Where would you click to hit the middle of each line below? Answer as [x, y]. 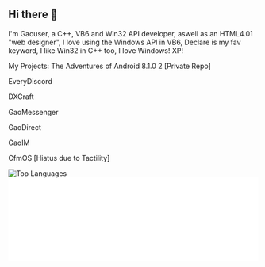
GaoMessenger [33, 112]
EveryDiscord [31, 81]
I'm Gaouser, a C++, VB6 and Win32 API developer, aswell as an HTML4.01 [131, 33]
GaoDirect [25, 127]
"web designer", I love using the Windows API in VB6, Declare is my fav [125, 42]
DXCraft [21, 97]
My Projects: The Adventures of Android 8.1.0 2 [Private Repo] [110, 66]
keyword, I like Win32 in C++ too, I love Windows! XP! [96, 50]
